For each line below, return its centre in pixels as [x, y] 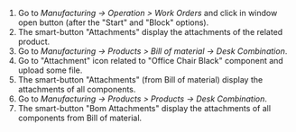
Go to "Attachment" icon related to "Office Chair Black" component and [151, 61]
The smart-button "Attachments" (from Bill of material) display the [140, 79]
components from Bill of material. [80, 118]
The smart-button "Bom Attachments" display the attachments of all [144, 108]
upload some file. [50, 70]
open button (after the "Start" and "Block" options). [113, 22]
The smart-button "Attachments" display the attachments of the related [150, 32]
